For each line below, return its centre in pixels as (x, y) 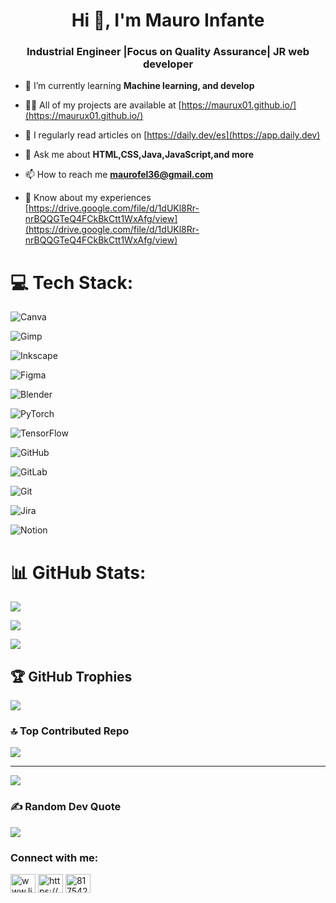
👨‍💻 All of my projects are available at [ (103, 105)
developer (168, 64)
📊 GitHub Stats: (78, 572)
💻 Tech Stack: (72, 282)
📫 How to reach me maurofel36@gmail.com (119, 175)
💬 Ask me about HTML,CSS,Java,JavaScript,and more (139, 155)
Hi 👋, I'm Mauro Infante (168, 20)
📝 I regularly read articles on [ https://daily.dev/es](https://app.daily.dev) (172, 135)
